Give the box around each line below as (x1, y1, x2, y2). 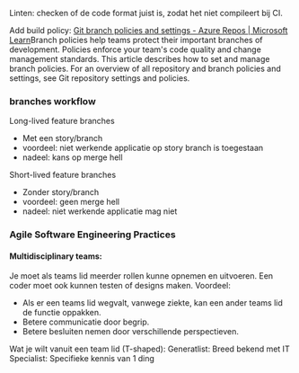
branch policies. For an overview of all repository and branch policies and (9, 63, 281, 74)
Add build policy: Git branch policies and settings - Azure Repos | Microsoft (9, 25, 288, 35)
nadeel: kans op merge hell (22, 152, 123, 163)
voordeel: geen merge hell (22, 197, 119, 208)
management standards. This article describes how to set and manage (9, 54, 270, 64)
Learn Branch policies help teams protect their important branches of (9, 35, 263, 45)
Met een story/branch (22, 133, 103, 144)
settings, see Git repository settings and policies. (9, 73, 190, 84)
